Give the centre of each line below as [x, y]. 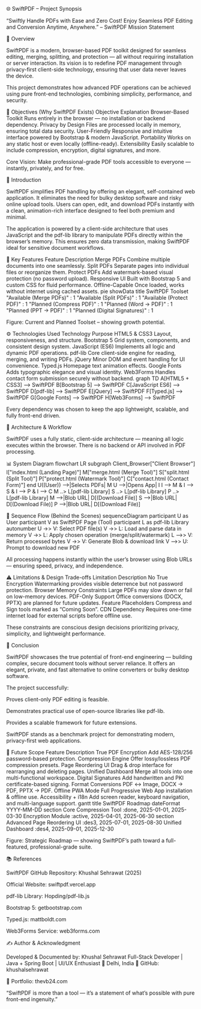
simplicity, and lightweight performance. [56, 634]
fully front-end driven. [34, 416]
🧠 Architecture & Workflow [39, 427]
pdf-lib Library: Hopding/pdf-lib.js [48, 896]
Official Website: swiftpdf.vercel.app [51, 884]
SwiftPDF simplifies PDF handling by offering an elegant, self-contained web [100, 191]
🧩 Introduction [24, 180]
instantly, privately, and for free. [46, 168]
